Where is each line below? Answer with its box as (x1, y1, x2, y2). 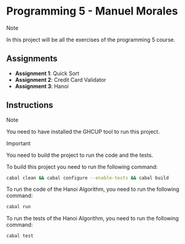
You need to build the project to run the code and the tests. (6, 151, 154, 159)
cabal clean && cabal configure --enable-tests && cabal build (6, 174, 169, 181)
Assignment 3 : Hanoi (15, 82, 69, 90)
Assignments (6, 53, 58, 64)
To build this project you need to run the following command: (6, 163, 158, 170)
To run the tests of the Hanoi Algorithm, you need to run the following (6, 215, 180, 222)
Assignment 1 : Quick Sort (15, 70, 80, 77)
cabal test (6, 233, 34, 239)
